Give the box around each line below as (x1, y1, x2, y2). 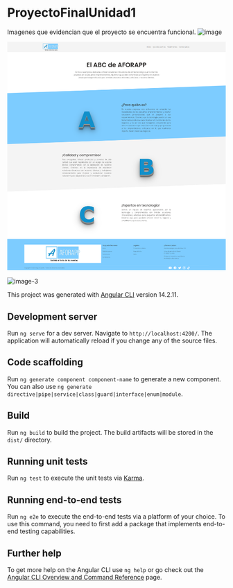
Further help (7, 547, 62, 559)
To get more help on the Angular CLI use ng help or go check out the (7, 566, 204, 573)
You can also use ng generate (7, 382, 92, 390)
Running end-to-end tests (7, 494, 122, 505)
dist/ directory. (7, 435, 52, 444)
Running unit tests (7, 456, 88, 467)
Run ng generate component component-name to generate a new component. (7, 374, 222, 383)
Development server (7, 311, 98, 322)
